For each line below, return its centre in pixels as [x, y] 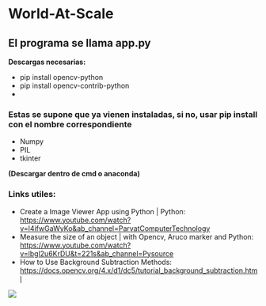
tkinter [30, 158]
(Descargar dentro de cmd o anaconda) [74, 174]
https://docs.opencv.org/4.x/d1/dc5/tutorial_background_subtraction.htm [139, 270]
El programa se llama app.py [80, 43]
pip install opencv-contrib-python [74, 85]
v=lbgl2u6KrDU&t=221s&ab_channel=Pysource [97, 253]
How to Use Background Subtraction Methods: [96, 262]
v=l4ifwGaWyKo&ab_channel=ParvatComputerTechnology [115, 228]
